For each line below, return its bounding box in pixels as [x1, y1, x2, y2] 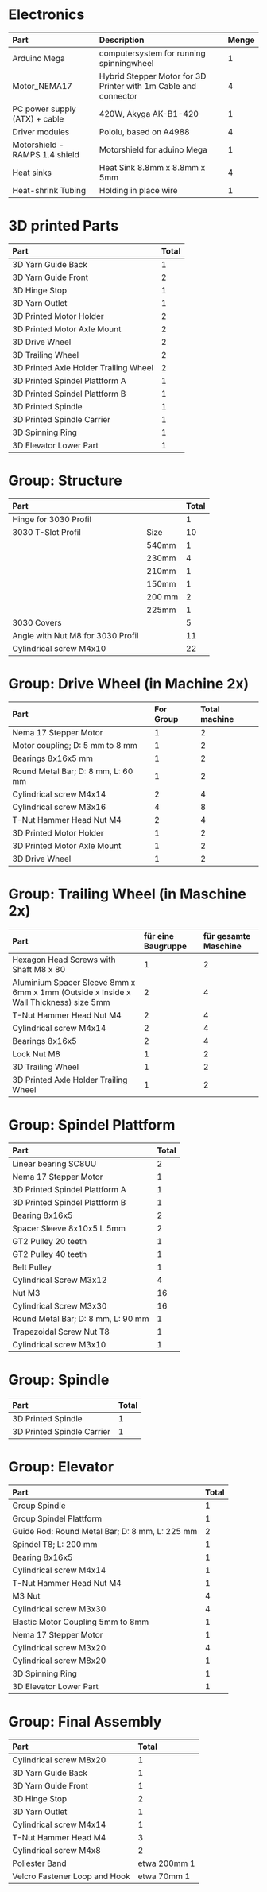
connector [99, 90, 137, 101]
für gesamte [203, 930, 251, 941]
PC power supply [12, 103, 77, 114]
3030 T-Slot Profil [12, 526, 81, 537]
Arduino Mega [12, 52, 65, 64]
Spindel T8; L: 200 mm [12, 1538, 98, 1549]
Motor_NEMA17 [12, 80, 73, 91]
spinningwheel [99, 57, 154, 68]
